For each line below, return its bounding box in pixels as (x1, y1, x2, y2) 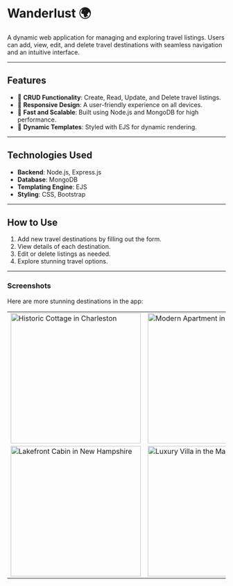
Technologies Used (7, 149, 92, 161)
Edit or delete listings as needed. (17, 250, 111, 258)
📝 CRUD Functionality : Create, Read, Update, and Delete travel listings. (17, 93, 221, 101)
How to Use (7, 216, 58, 228)
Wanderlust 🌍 (7, 6, 92, 22)
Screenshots (7, 281, 51, 291)
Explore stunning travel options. (17, 257, 108, 266)
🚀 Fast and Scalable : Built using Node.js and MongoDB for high (17, 108, 199, 116)
